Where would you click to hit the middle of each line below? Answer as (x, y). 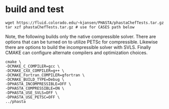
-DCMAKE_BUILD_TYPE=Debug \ (35, 79)
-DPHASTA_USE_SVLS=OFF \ (31, 93)
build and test (35, 9)
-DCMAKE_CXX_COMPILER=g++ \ (35, 71)
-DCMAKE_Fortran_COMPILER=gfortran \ (45, 75)
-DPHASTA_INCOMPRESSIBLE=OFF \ (38, 84)
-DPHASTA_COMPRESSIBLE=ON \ (35, 88)
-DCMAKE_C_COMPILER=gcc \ (32, 66)
